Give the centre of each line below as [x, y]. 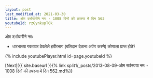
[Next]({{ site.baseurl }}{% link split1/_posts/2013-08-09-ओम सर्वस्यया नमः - [77, 65]
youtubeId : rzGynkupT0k [29, 23]
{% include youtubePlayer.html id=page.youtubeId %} [59, 56]
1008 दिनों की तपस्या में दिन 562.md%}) [39, 71]
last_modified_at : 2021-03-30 [35, 14]
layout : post [18, 9]
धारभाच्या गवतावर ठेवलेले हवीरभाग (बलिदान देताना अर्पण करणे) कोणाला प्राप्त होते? [74, 47]
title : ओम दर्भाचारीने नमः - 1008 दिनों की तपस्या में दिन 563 [55, 18]
